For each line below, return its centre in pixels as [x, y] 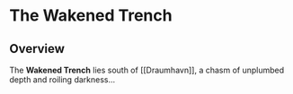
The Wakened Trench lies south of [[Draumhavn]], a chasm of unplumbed [147, 70]
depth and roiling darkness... [62, 80]
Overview [37, 49]
